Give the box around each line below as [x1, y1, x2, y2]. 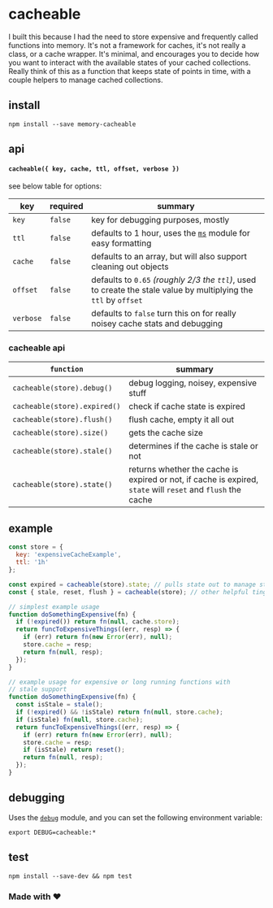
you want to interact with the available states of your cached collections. [8, 58, 251, 67]
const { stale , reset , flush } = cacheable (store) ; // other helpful [8, 588, 249, 596]
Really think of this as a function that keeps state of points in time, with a [8, 66, 251, 76]
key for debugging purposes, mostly [91, 215, 230, 226]
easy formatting [91, 237, 152, 249]
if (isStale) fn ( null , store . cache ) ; [15, 715, 144, 723]
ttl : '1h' [15, 558, 49, 567]
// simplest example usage [8, 602, 100, 610]
